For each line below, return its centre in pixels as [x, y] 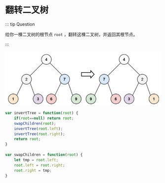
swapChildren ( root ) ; [35, 123]
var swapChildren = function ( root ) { [44, 155]
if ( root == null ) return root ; [44, 118]
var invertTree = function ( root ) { [42, 113]
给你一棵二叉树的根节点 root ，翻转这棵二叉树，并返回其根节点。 [71, 34]
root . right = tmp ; [33, 170]
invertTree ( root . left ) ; [39, 129]
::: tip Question [20, 24]
